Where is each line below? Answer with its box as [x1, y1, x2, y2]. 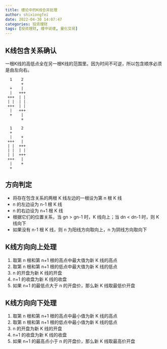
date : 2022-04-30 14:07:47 [5, 17, 62, 22]
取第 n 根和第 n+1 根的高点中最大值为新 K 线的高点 [12, 257, 118, 263]
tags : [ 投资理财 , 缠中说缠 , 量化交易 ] [5, 26, 78, 31]
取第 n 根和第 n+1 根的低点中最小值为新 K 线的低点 [12, 319, 118, 325]
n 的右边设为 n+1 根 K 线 [12, 207, 63, 213]
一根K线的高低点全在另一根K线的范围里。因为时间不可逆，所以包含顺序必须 [5, 60, 162, 66]
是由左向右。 [5, 67, 32, 73]
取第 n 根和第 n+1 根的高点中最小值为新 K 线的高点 [12, 313, 118, 319]
